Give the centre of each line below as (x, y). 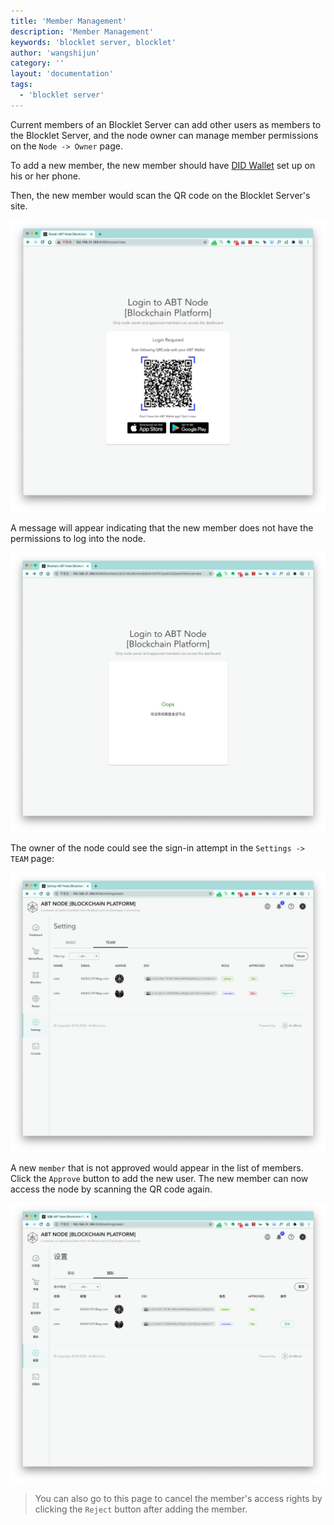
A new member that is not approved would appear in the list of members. (157, 1168)
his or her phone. (45, 176)
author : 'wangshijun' (55, 53)
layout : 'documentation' (62, 74)
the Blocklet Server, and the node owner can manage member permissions (164, 135)
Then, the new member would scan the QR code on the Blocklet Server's (160, 195)
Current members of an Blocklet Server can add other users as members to (166, 124)
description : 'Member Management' (82, 31)
